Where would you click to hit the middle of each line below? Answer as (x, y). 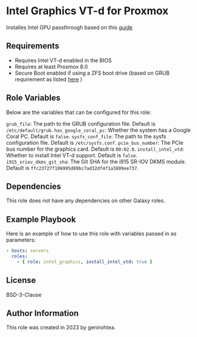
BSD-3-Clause (24, 294)
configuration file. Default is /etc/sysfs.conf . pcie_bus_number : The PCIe (95, 142)
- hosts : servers (28, 251)
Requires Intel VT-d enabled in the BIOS (63, 60)
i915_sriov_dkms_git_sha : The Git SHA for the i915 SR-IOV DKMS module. (96, 161)
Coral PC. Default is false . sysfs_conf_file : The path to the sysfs (86, 136)
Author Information (42, 314)
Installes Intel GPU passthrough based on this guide (69, 27)
